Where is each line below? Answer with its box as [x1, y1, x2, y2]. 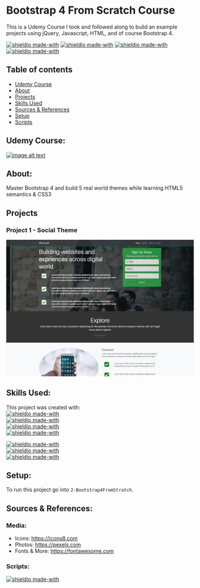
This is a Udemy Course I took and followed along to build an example [6, 23, 177, 30]
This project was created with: [6, 404, 80, 411]
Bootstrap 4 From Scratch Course [6, 4, 176, 17]
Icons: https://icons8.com [14, 535, 78, 542]
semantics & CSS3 [6, 191, 52, 198]
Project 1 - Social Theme [6, 226, 78, 234]
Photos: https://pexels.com [14, 541, 82, 548]
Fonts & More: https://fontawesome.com [14, 548, 114, 555]
